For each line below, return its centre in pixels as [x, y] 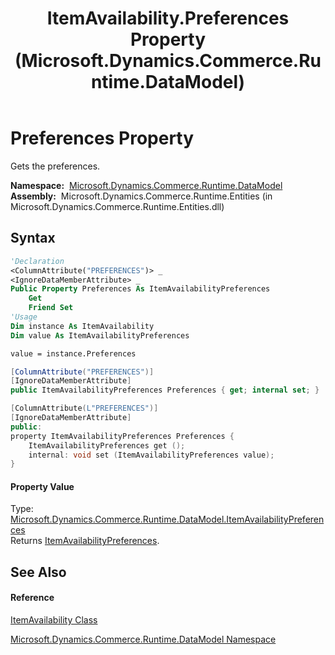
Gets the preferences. [55, 166]
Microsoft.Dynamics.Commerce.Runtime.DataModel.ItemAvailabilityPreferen [167, 519]
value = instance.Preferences [73, 353]
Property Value [42, 486]
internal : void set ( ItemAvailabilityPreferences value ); [151, 455]
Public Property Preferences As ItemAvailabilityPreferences [140, 289]
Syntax [33, 238]
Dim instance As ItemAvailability [82, 326]
